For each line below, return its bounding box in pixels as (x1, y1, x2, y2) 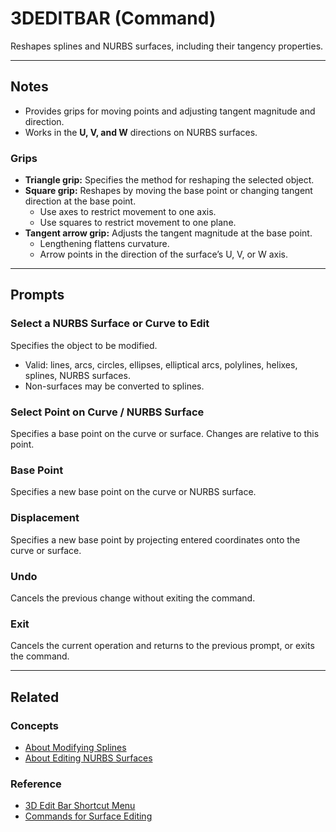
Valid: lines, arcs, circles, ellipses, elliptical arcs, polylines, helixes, (24, 358, 298, 371)
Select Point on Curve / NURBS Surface (10, 405, 205, 419)
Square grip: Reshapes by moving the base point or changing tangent (24, 185, 313, 197)
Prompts (10, 287, 65, 304)
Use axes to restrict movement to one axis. (39, 206, 217, 218)
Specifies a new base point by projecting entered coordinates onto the (10, 533, 301, 546)
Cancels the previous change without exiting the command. (10, 592, 256, 604)
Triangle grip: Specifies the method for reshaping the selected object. (24, 174, 315, 186)
